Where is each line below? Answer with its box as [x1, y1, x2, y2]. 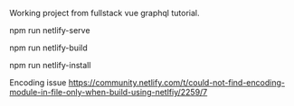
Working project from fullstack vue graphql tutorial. [9, 8, 200, 18]
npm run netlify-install [9, 60, 91, 70]
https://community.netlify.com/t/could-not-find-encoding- [68, 77, 285, 88]
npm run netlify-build [9, 42, 88, 53]
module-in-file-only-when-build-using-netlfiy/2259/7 [9, 87, 208, 97]
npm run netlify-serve [9, 25, 90, 35]
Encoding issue [9, 77, 67, 88]
